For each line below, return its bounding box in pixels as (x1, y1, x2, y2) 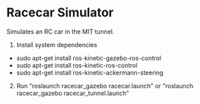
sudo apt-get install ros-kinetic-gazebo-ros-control (16, 53, 162, 62)
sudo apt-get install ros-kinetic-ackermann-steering (16, 68, 164, 77)
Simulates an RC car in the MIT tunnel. (6, 27, 114, 36)
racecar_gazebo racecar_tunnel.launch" (16, 89, 129, 97)
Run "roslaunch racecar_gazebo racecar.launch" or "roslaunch (16, 81, 193, 90)
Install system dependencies (16, 40, 97, 49)
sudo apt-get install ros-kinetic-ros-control (16, 61, 138, 69)
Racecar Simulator (6, 5, 114, 21)
